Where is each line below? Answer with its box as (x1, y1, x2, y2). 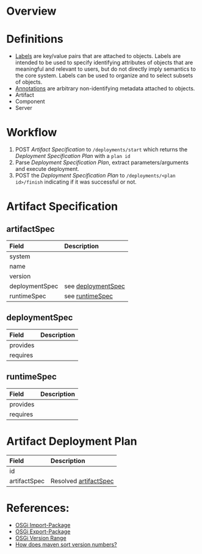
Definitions (6, 32, 64, 46)
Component (15, 98, 45, 105)
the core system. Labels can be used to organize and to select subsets (15, 72, 193, 79)
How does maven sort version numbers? (15, 541, 117, 548)
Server (15, 104, 32, 112)
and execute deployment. (15, 165, 79, 173)
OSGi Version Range (15, 534, 67, 541)
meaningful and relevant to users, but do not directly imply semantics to (15, 65, 197, 73)
